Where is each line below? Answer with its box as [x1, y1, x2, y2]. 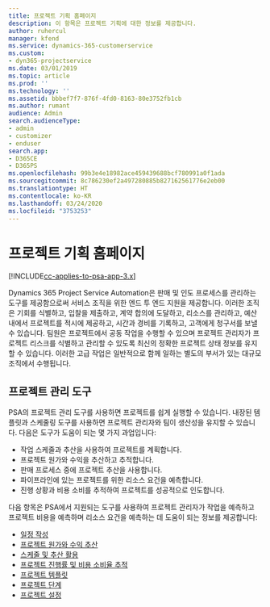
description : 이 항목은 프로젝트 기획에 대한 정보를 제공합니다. [8, 19, 197, 27]
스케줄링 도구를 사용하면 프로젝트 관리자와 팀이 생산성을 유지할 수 [29, 417, 235, 428]
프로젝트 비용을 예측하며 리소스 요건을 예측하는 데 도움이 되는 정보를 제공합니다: [8, 513, 258, 522]
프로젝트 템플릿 [19, 570, 69, 580]
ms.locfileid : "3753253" [8, 207, 92, 215]
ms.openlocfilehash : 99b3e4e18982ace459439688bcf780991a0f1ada [8, 170, 226, 178]
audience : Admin [8, 110, 63, 118]
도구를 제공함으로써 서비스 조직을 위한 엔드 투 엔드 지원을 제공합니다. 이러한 [8, 298, 245, 308]
